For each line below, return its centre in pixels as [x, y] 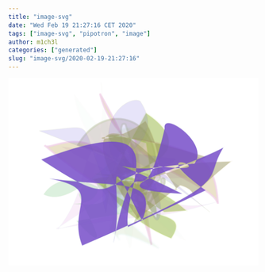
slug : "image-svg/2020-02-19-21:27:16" [74, 59]
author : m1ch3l [33, 42]
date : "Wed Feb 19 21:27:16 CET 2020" [72, 25]
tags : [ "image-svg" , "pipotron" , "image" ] [79, 33]
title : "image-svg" [40, 17]
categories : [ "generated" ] [53, 50]
